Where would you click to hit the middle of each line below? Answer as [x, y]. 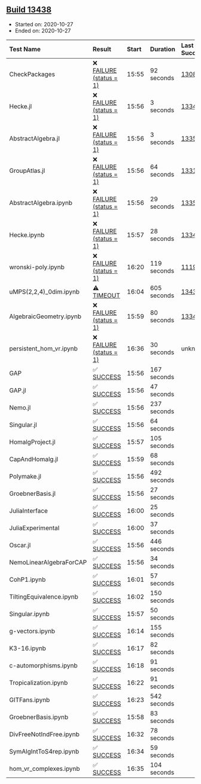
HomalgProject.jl [32, 442]
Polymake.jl [25, 476]
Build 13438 [29, 10]
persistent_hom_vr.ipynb [43, 348]
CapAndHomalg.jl [34, 459]
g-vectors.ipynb [32, 631]
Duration [162, 49]
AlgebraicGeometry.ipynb [45, 316]
